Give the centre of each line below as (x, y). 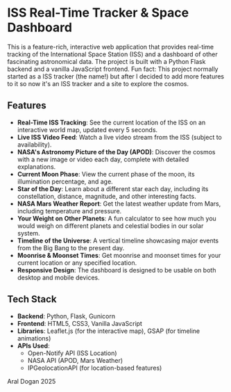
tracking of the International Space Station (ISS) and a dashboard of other (112, 54)
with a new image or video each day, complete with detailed (103, 159)
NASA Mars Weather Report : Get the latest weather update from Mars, (119, 204)
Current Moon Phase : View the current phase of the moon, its (106, 174)
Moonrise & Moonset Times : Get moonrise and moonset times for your (119, 255)
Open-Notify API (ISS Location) (72, 353)
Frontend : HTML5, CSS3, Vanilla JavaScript (79, 323)
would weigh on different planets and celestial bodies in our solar (110, 226)
